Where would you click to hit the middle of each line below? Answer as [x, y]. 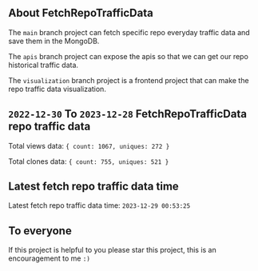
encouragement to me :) [49, 258]
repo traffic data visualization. [57, 89]
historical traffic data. [43, 65]
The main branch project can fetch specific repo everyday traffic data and [129, 32]
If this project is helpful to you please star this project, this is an [113, 250]
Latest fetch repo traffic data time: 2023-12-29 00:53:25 [99, 205]
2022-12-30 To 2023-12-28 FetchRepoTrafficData [128, 114]
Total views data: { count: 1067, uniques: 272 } [89, 145]
